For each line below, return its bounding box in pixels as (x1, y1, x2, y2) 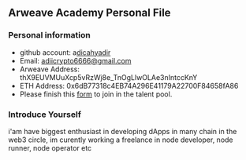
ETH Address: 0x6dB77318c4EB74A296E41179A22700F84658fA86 (19, 81, 239, 90)
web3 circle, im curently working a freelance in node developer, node (8, 135, 234, 144)
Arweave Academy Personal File (8, 6, 171, 20)
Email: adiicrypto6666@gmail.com (19, 56, 132, 65)
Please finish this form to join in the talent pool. (19, 89, 173, 99)
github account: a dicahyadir (19, 47, 111, 57)
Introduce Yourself (8, 109, 81, 120)
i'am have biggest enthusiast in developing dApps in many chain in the (8, 126, 237, 136)
